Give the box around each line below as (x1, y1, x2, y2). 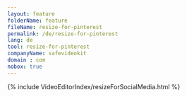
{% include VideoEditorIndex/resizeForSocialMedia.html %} (7, 82, 181, 91)
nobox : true (7, 63, 42, 70)
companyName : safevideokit (7, 50, 87, 57)
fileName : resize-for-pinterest (7, 23, 102, 30)
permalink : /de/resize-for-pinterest (7, 30, 119, 38)
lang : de (7, 37, 33, 44)
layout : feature (7, 10, 55, 18)
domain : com (7, 57, 46, 64)
